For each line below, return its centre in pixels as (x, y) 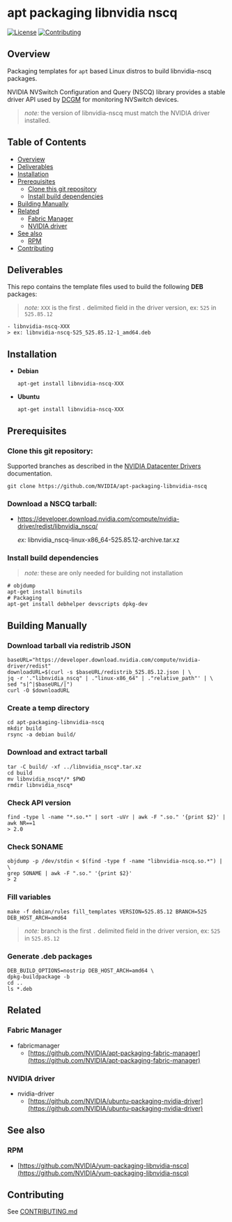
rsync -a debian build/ (42, 735)
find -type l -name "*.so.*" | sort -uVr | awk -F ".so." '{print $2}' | (117, 817)
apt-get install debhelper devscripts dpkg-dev (78, 604)
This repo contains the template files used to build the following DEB (105, 287)
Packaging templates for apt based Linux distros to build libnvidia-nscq (109, 71)
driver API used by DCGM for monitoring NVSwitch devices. (93, 99)
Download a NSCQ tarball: (52, 503)
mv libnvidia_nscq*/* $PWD (46, 779)
